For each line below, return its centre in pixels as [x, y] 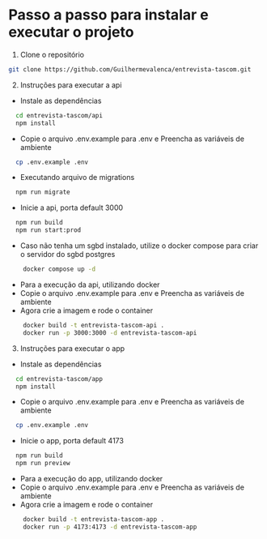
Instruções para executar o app [72, 348]
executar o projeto [71, 32]
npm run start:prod [49, 230]
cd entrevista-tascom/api [59, 115]
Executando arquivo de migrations [77, 178]
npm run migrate [43, 192]
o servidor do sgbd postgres [68, 255]
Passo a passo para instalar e [108, 15]
